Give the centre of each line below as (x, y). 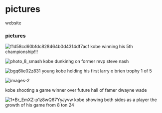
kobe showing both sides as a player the (115, 100)
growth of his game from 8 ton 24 (40, 105)
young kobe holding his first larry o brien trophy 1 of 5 (97, 71)
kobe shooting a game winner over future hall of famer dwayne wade (76, 90)
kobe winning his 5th (112, 47)
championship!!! (22, 52)
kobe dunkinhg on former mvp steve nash (86, 61)
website (13, 23)
